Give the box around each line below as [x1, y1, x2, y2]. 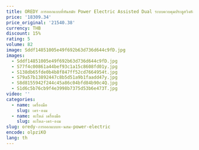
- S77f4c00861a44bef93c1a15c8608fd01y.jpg [11, 63, 118, 70]
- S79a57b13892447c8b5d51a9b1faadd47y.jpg [11, 74, 118, 80]
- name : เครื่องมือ [11, 102, 47, 108]
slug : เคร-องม [17, 107, 48, 113]
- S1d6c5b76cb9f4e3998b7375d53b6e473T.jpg [11, 86, 118, 92]
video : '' [6, 91, 31, 97]
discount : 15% [6, 31, 41, 37]
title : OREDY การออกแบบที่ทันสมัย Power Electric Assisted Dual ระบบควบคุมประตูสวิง [6, 8, 190, 15]
